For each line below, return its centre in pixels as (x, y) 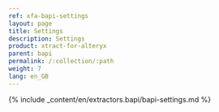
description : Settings (47, 39)
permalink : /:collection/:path (61, 62)
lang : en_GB (28, 76)
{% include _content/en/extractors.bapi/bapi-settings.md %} (110, 99)
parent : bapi (30, 54)
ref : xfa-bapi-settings (49, 16)
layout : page (30, 24)
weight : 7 (25, 69)
